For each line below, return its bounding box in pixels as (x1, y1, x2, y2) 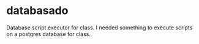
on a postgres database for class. (6, 30, 91, 37)
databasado (6, 4, 69, 18)
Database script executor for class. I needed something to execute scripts (6, 24, 193, 31)
